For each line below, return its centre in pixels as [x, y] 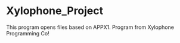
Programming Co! [28, 33]
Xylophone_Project [55, 11]
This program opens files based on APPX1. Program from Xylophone [90, 27]
